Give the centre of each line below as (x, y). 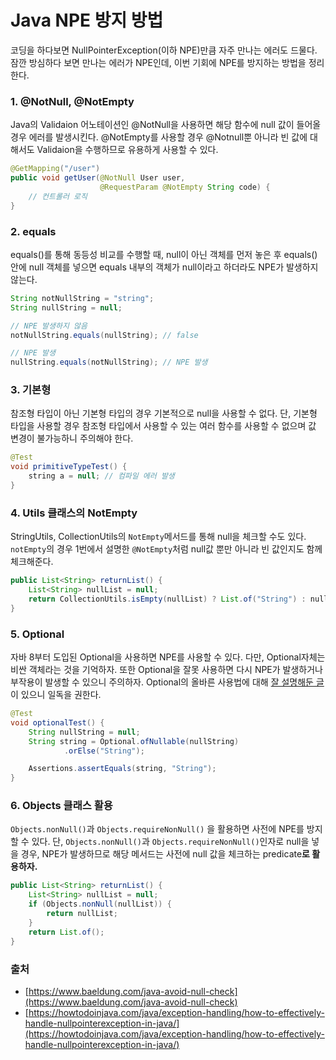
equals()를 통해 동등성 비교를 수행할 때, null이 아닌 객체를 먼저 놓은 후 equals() (164, 254)
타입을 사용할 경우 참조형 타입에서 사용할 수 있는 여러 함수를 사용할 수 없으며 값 (163, 426)
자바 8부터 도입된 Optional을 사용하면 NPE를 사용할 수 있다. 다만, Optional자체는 (168, 657)
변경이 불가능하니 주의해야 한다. (72, 438)
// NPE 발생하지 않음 (49, 326)
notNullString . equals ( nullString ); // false (104, 335)
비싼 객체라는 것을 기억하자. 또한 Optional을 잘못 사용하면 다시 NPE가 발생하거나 (166, 670)
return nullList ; (82, 914)
